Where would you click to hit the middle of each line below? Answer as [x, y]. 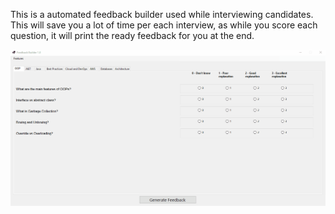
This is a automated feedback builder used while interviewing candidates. [162, 14]
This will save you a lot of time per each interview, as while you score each [164, 25]
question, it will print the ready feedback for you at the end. [132, 35]
